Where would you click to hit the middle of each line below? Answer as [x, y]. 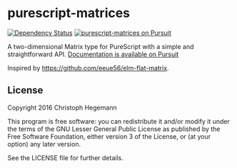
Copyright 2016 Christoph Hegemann [62, 107]
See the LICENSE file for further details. [65, 157]
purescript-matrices [69, 13]
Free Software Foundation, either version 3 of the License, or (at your [109, 136]
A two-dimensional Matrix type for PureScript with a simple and [101, 46]
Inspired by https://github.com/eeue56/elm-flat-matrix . [88, 68]
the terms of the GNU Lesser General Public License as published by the [114, 129]
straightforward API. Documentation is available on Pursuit [93, 54]
